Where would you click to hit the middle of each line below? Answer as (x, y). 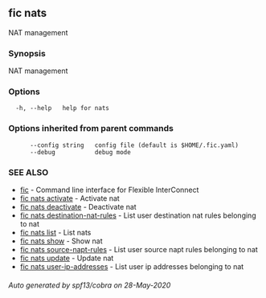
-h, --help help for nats (63, 108)
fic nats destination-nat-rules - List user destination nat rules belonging (138, 215)
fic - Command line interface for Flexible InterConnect (109, 190)
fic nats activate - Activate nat (70, 198)
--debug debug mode (80, 152)
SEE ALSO (29, 172)
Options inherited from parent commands (91, 129)
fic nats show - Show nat (61, 241)
